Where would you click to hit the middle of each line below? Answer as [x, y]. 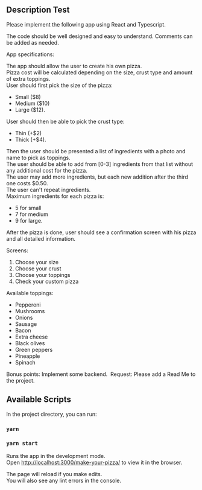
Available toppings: [30, 293]
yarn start [22, 444]
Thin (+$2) [28, 133]
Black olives [30, 343]
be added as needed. [33, 42]
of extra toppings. [28, 78]
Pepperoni [28, 305]
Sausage [26, 324]
